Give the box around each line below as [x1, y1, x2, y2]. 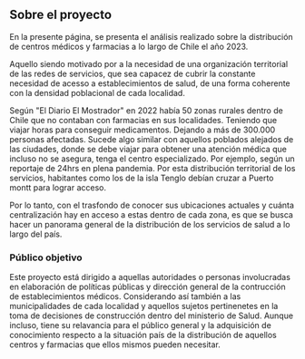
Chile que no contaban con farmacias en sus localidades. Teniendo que [9, 114, 278, 125]
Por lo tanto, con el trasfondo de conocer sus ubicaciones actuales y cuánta [9, 199, 295, 210]
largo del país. [9, 228, 63, 239]
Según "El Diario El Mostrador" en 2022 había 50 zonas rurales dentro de [9, 104, 283, 116]
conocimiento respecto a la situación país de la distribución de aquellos [9, 330, 277, 341]
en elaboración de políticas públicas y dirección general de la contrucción [9, 281, 286, 293]
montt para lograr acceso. [9, 181, 107, 193]
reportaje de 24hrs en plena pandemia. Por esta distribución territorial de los [9, 162, 296, 173]
